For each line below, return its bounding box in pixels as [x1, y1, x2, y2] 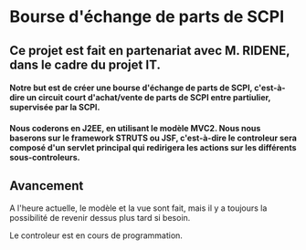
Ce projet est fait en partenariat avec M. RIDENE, [9, 43, 290, 58]
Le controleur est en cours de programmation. [9, 230, 183, 241]
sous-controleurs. [9, 151, 80, 162]
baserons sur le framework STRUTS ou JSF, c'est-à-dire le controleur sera [9, 132, 297, 143]
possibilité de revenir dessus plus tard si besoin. [9, 212, 191, 223]
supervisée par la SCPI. [9, 102, 100, 113]
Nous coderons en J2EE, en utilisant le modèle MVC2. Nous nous [9, 122, 261, 133]
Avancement [9, 178, 84, 193]
